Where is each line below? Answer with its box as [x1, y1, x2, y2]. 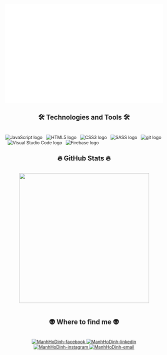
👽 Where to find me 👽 [49, 318, 119, 326]
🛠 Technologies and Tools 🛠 [38, 113, 130, 122]
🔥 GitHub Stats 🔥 [57, 154, 111, 163]
